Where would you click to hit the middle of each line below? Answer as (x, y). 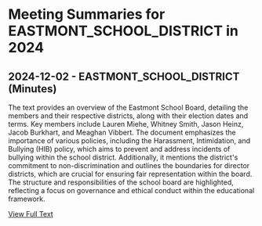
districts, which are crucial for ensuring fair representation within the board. (130, 174)
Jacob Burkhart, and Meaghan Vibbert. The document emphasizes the (122, 132)
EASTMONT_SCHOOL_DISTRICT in (124, 31)
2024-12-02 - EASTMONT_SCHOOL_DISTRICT (124, 76)
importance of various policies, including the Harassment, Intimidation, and (129, 141)
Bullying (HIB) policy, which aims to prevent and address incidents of (119, 149)
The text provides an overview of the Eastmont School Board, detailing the (128, 108)
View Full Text (31, 214)
